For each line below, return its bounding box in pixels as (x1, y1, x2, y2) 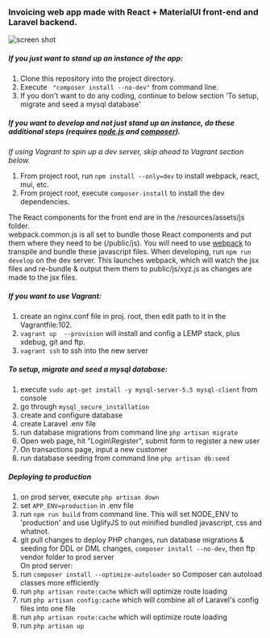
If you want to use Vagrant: (8, 291, 102, 300)
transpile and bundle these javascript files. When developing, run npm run (8, 247, 251, 257)
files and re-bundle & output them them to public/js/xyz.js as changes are (8, 264, 252, 274)
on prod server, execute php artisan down (19, 492, 160, 502)
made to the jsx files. (8, 273, 78, 283)
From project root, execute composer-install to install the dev (19, 188, 225, 198)
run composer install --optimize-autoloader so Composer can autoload (19, 569, 263, 579)
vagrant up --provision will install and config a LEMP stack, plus (19, 329, 240, 338)
